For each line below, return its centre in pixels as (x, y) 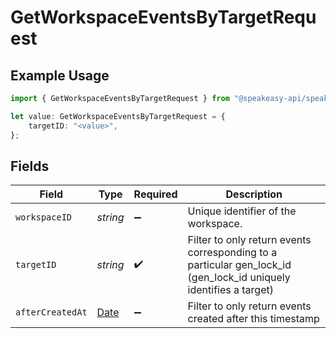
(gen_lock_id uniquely (239, 278)
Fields (30, 166)
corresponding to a (232, 253)
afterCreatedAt (51, 312)
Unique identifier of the (242, 211)
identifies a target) (230, 290)
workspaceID (44, 217)
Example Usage (60, 75)
